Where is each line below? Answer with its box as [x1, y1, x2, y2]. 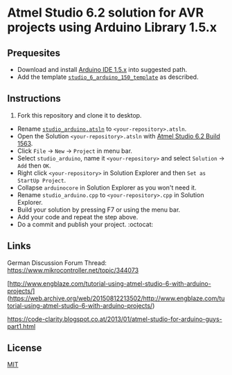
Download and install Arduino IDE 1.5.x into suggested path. [17, 66, 188, 73]
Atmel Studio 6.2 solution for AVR [7, 5, 204, 21]
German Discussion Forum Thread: [7, 258, 107, 267]
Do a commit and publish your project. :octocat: [17, 220, 154, 228]
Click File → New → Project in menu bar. [17, 147, 133, 155]
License [7, 342, 42, 354]
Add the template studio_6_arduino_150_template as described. [17, 73, 199, 81]
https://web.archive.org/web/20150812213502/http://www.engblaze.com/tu [9, 294, 225, 302]
